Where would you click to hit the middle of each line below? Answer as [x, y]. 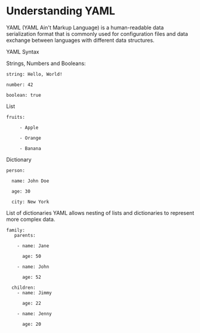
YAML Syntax [23, 51]
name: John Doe [30, 181]
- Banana [30, 148]
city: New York [30, 202]
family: [16, 230]
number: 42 [20, 85]
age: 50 [32, 256]
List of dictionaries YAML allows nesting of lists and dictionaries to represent [100, 212]
